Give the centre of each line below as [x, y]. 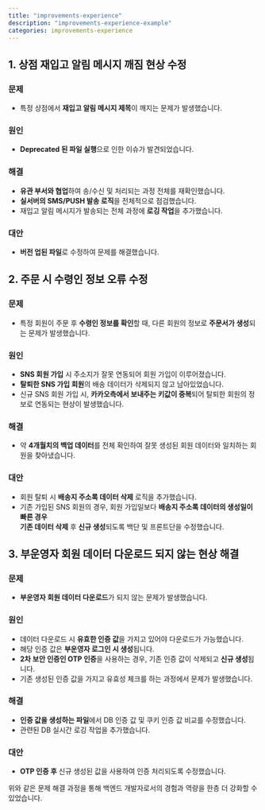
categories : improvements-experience [71, 30]
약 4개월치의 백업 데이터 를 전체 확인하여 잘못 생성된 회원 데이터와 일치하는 [134, 445]
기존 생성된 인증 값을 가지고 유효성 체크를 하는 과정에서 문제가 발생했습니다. [136, 678]
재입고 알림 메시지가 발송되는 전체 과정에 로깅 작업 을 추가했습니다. [121, 211]
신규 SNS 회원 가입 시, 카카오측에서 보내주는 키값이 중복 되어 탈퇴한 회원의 [133, 393]
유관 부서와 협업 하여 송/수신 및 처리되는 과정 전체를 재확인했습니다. [122, 191]
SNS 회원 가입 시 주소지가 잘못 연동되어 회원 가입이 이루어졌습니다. [123, 374]
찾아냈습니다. [55, 455]
